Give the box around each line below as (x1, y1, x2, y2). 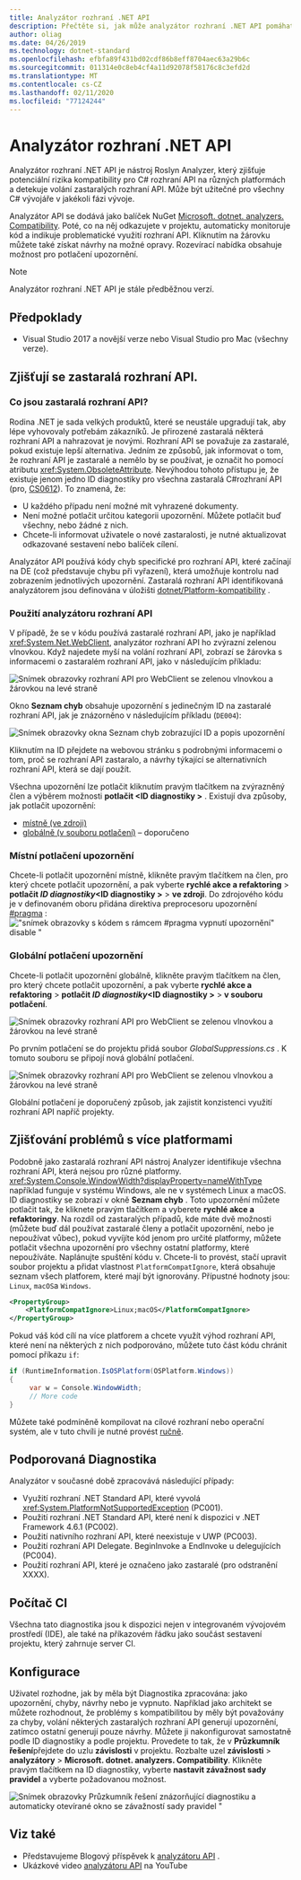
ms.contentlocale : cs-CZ (9, 80, 102, 89)
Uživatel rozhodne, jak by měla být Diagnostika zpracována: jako (9, 1688, 248, 1699)
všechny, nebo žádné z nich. (21, 520, 129, 530)
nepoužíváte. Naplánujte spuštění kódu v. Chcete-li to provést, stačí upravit (9, 1251, 287, 1262)
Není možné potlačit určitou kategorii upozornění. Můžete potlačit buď (21, 510, 282, 520)
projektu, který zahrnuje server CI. (9, 1639, 136, 1649)
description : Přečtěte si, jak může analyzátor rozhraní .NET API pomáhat (9, 22, 295, 31)
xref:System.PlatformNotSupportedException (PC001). (21, 1502, 224, 1513)
